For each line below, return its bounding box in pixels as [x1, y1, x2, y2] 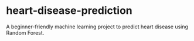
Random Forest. [6, 29, 45, 36]
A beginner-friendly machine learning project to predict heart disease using [6, 23, 189, 30]
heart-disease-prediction [6, 4, 133, 17]
